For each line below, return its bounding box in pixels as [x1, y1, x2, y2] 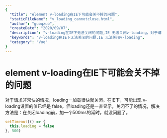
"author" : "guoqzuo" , [9, 21, 55, 26]
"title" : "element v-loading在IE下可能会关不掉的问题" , [9, 12, 120, 17]
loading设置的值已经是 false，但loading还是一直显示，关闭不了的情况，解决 [5, 103, 160, 109]
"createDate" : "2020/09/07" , [9, 26, 70, 31]
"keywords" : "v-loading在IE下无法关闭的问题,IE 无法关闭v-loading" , [9, 35, 145, 40]
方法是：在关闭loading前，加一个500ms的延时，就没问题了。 [5, 109, 131, 115]
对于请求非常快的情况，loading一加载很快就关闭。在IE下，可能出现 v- [5, 97, 148, 103]
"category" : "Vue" [9, 40, 48, 45]
